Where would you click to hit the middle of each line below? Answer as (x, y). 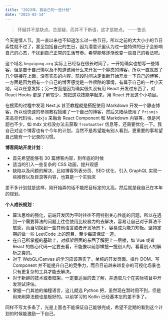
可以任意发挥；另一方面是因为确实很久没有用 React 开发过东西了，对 (84, 88)
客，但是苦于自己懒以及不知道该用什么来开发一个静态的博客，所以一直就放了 (84, 69)
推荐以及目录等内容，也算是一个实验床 (56, 177)
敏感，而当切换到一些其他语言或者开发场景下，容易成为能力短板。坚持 (85, 227)
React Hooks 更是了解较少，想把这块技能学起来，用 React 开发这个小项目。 (83, 95)
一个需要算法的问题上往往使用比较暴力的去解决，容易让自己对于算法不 (89, 221)
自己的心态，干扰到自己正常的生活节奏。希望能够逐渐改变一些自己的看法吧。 (84, 53)
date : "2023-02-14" (25, 15)
